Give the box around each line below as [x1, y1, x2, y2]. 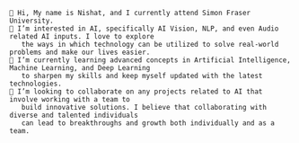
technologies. [9, 79, 63, 88]
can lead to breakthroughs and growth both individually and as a [21, 119, 276, 128]
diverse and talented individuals [9, 111, 139, 120]
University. [9, 16, 54, 25]
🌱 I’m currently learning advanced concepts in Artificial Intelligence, [9, 56, 292, 65]
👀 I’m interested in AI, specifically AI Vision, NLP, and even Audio [9, 24, 279, 33]
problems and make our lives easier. [9, 48, 151, 57]
